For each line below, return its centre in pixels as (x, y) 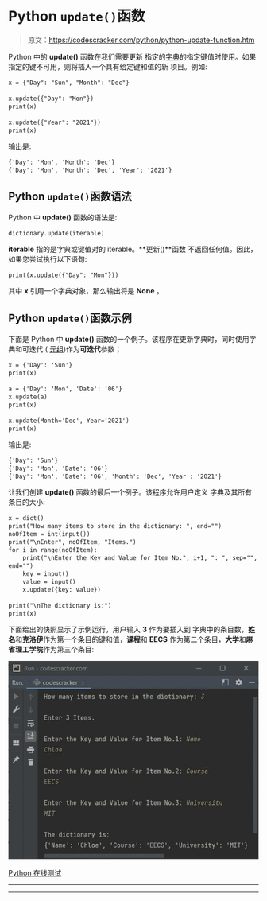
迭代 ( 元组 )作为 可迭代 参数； (75, 349)
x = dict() (26, 518)
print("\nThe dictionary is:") (60, 605)
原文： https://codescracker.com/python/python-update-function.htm (141, 40)
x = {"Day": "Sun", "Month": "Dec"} (69, 83)
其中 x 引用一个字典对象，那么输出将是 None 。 (86, 290)
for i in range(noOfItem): (53, 550)
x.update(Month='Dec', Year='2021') (69, 421)
